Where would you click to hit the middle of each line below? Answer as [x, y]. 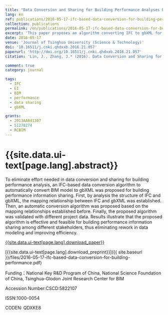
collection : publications [32, 24]
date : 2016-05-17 [23, 38]
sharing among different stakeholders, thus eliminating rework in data [77, 227]
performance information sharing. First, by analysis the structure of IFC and [83, 195]
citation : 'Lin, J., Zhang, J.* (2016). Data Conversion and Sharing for [84, 56]
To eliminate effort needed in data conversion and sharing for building [77, 179]
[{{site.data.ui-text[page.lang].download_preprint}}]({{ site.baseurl [74, 252]
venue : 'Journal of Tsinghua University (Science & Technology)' [74, 43]
